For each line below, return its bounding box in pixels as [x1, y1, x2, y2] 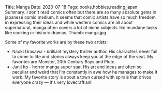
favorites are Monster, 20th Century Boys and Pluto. [12, 59, 116, 64]
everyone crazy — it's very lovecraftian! [12, 79, 92, 85]
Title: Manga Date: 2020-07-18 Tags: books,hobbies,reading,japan [5, 4, 138, 10]
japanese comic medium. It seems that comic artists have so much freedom [5, 15, 156, 20]
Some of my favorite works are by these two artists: [5, 39, 108, 45]
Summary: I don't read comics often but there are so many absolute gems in [5, 9, 157, 15]
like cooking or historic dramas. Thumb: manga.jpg [5, 30, 106, 35]
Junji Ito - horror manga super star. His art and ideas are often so [12, 64, 142, 70]
